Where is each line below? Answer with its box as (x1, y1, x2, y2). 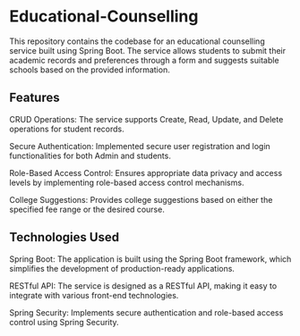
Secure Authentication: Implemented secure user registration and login (9, 140, 270, 151)
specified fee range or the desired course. (9, 204, 166, 214)
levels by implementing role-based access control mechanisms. (9, 177, 244, 188)
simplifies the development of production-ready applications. (9, 263, 236, 273)
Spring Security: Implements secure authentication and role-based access (9, 307, 284, 318)
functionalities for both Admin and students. (9, 150, 172, 161)
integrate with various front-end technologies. (9, 290, 179, 300)
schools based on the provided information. (9, 64, 170, 75)
